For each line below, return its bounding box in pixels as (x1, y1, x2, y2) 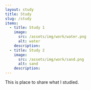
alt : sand (18, 61, 38, 66)
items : (5, 20, 19, 26)
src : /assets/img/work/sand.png (18, 57, 84, 62)
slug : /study (5, 16, 32, 21)
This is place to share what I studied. (5, 79, 79, 85)
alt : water (18, 39, 41, 44)
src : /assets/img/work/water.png (18, 35, 87, 39)
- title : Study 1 (9, 25, 45, 30)
